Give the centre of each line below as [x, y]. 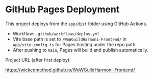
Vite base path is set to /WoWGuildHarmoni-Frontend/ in [70, 39]
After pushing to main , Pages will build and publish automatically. [81, 50]
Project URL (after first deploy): [38, 60]
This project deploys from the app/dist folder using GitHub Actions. [76, 24]
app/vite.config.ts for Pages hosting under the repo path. [74, 44]
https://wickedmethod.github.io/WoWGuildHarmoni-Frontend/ [70, 70]
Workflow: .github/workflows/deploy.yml [56, 33]
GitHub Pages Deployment [62, 9]
